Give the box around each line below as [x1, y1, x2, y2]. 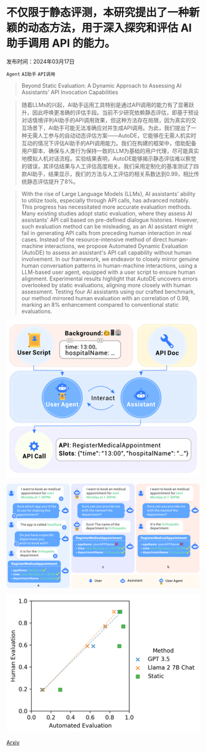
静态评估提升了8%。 [26, 177, 79, 185]
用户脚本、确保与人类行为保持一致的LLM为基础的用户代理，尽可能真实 [21, 147, 199, 154]
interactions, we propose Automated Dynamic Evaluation [44, 242, 188, 249]
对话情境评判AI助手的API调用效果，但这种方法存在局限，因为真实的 [21, 116, 191, 123]
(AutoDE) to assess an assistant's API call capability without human [21, 249, 192, 256]
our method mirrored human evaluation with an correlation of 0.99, [21, 294, 190, 301]
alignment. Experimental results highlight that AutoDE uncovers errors [21, 274, 198, 282]
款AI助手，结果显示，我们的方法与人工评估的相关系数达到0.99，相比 [21, 170, 194, 177]
